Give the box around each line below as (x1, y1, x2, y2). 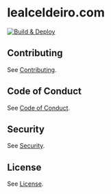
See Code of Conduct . (7, 104, 71, 112)
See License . (7, 180, 44, 188)
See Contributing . (7, 65, 57, 73)
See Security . (7, 142, 45, 150)
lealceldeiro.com (7, 5, 105, 21)
